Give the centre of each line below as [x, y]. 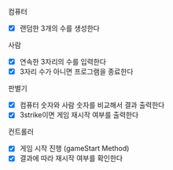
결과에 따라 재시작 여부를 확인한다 [71, 158]
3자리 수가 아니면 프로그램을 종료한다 [76, 72]
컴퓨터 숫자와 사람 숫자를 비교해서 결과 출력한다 [92, 105]
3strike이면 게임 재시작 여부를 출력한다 [79, 115]
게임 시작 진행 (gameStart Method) [74, 149]
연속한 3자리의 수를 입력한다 [63, 62]
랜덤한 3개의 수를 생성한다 [59, 28]
